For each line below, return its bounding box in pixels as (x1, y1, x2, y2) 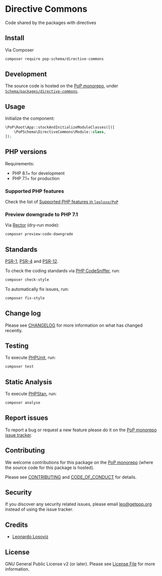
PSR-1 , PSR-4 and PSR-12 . (5, 258, 59, 264)
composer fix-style (5, 295, 45, 300)
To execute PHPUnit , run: (5, 355, 56, 361)
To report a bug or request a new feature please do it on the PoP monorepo (5, 427, 157, 433)
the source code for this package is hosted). (5, 465, 94, 471)
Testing (5, 341, 29, 350)
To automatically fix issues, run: (5, 286, 69, 292)
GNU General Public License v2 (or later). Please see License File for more (5, 561, 155, 567)
